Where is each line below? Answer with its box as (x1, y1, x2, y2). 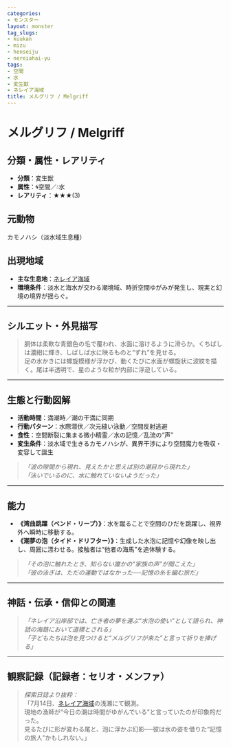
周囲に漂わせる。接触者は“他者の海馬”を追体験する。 (29, 545, 180, 554)
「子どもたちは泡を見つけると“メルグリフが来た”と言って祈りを (23, 634, 205, 642)
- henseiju (7, 49, 38, 56)
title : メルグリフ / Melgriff (7, 94, 89, 100)
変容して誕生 (16, 448, 54, 456)
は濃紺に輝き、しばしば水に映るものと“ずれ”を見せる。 (23, 348, 180, 356)
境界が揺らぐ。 (29, 292, 72, 300)
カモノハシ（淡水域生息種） (7, 233, 86, 241)
